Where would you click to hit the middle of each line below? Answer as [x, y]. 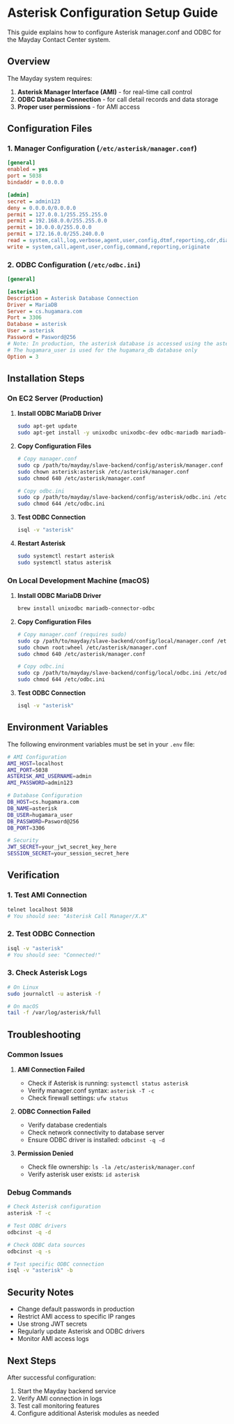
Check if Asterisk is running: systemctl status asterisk [108, 1083]
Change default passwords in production [76, 1309]
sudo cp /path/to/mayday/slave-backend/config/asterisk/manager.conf [120, 465]
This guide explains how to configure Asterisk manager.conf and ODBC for [114, 32]
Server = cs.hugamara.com [45, 311]
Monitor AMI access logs [53, 1339]
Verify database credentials [67, 1125]
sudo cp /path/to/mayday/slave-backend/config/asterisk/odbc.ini [114, 497]
